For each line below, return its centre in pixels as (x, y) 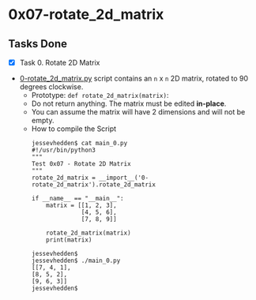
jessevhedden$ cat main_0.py (79, 144)
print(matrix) (69, 240)
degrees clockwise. (51, 87)
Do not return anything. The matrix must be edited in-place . (129, 103)
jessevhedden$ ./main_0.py (76, 261)
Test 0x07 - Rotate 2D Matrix (81, 164)
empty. (43, 121)
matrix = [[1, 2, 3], (81, 206)
